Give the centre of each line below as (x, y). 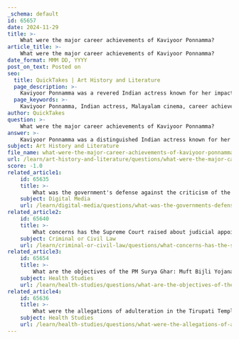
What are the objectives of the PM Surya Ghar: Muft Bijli (122, 271)
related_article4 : (34, 291)
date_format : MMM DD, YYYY (47, 60)
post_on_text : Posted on (44, 67)
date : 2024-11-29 (33, 27)
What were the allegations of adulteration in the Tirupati (124, 311)
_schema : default (33, 14)
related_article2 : (34, 212)
